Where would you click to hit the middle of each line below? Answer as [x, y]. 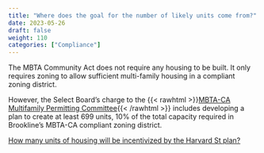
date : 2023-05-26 [37, 23]
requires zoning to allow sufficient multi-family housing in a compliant [122, 76]
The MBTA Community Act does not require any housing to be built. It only [130, 67]
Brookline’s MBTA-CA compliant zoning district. [85, 125]
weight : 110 [28, 38]
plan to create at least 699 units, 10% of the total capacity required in [121, 117]
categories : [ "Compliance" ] [55, 45]
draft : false [30, 30]
